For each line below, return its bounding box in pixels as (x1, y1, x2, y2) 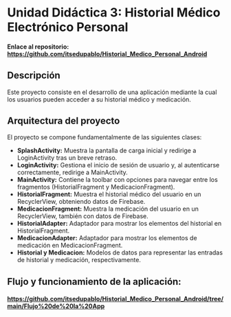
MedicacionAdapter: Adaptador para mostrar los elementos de (16, 234, 197, 242)
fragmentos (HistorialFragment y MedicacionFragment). (16, 183, 175, 191)
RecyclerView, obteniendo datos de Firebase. (16, 198, 146, 206)
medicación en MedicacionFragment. (16, 242, 123, 250)
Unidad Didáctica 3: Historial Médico (7, 5, 221, 21)
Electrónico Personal (7, 19, 129, 35)
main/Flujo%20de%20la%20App (7, 302, 105, 310)
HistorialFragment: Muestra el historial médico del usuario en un (16, 190, 201, 198)
